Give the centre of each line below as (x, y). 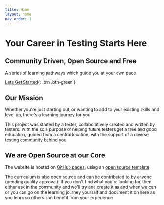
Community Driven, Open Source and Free (71, 61)
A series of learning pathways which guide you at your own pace (70, 73)
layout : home (18, 14)
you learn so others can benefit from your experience (59, 197)
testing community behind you (36, 140)
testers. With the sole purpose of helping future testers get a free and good (81, 129)
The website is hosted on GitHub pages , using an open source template (77, 167)
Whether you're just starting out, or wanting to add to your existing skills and (82, 110)
